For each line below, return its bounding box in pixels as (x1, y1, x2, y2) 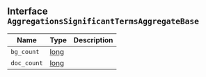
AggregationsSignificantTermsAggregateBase (7, 17, 200, 26)
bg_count (10, 48, 40, 55)
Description (73, 35, 113, 44)
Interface (7, 6, 48, 17)
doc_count (10, 59, 43, 67)
